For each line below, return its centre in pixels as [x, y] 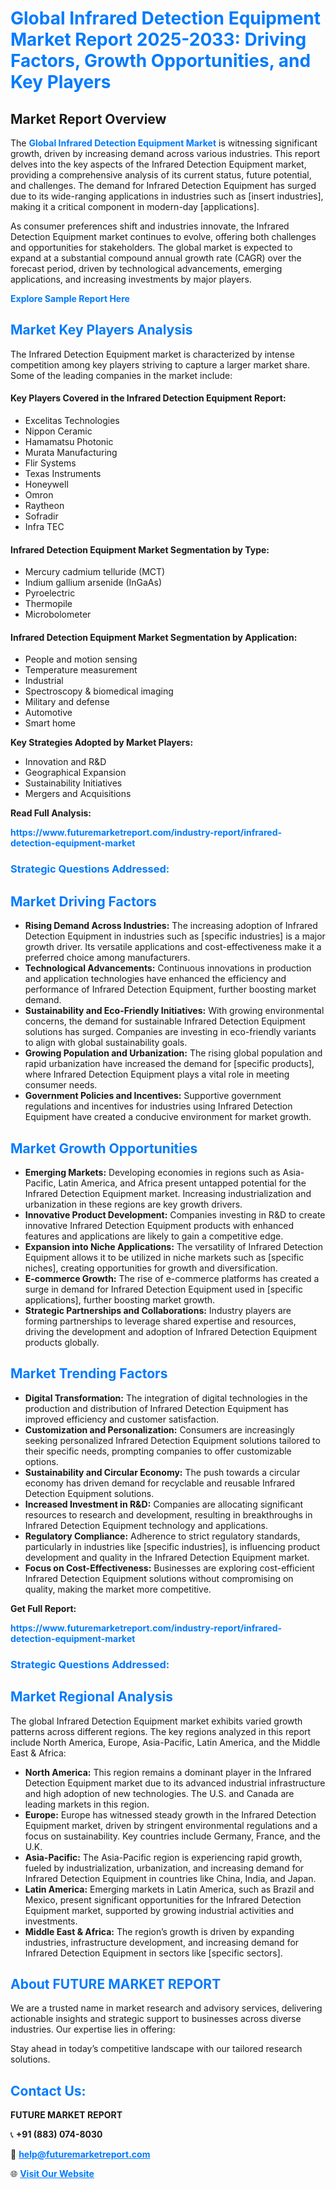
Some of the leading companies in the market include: [121, 375]
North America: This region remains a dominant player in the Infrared [168, 1772]
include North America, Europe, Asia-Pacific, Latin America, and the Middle [165, 1742]
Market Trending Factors [89, 1373]
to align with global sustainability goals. [106, 1043]
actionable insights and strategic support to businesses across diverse [156, 2019]
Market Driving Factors [83, 901]
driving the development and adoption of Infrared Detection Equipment [171, 1331]
